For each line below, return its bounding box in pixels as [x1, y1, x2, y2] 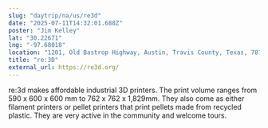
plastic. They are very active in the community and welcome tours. [8, 111, 227, 120]
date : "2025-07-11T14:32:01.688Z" [8, 19, 124, 27]
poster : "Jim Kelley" [8, 26, 81, 34]
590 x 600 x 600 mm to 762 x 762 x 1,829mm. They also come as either [8, 93, 245, 103]
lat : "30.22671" [8, 33, 62, 42]
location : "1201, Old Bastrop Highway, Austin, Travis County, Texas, [8, 48, 248, 56]
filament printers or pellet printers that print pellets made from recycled [8, 102, 242, 111]
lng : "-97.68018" [8, 41, 66, 49]
